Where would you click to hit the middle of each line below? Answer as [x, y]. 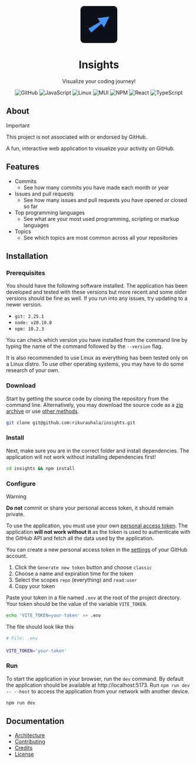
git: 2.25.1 [29, 317]
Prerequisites [26, 273]
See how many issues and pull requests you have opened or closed [105, 200]
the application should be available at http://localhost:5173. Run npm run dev [98, 685]
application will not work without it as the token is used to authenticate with [98, 532]
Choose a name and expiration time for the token [74, 573]
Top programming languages [50, 213]
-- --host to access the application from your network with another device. [98, 691]
